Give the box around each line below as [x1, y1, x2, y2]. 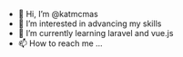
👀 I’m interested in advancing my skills [17, 18, 162, 29]
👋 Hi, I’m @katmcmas [17, 9, 98, 19]
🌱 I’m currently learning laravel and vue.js [17, 28, 174, 38]
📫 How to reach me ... [17, 38, 103, 49]
